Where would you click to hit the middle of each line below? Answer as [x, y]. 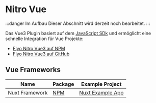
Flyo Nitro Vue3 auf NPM [39, 48]
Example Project [101, 84]
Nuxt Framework [28, 92]
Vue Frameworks [33, 70]
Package [63, 84]
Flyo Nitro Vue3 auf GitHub [41, 54]
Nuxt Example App [101, 92]
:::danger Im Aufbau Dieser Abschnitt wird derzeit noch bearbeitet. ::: [78, 23]
